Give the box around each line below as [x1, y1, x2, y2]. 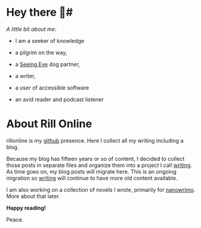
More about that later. [6, 192, 61, 200]
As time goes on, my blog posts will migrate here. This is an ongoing [6, 168, 177, 175]
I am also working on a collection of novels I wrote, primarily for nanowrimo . [6, 186, 196, 193]
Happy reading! [6, 204, 47, 211]
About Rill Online [6, 117, 93, 131]
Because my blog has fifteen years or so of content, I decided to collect [6, 155, 185, 162]
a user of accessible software [15, 84, 90, 91]
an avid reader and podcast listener [15, 96, 104, 103]
